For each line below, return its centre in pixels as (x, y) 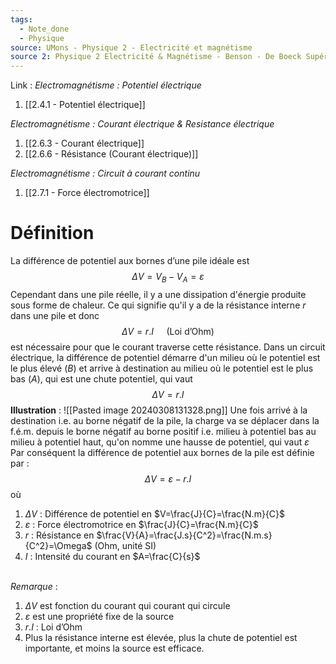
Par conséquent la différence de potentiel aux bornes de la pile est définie (162, 452)
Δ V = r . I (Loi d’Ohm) (168, 331)
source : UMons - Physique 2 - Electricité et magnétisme (131, 47)
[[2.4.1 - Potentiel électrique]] (85, 105)
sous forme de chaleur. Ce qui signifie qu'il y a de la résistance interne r (158, 305)
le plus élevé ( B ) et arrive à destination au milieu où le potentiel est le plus (162, 368)
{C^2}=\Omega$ (58, 545)
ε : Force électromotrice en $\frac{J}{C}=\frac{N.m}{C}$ (141, 524)
